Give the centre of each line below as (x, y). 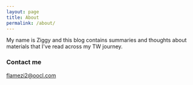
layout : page (23, 12)
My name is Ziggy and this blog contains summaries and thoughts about (96, 40)
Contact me (24, 62)
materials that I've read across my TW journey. (65, 46)
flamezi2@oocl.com (31, 75)
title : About (23, 17)
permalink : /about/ (31, 23)
